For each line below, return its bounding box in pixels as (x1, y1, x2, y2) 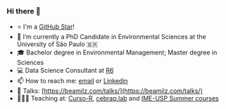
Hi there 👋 (6, 6, 42, 16)
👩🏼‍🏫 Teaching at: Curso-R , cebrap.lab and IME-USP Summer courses (16, 94, 219, 103)
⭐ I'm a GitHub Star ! (16, 22, 75, 31)
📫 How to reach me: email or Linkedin (16, 77, 128, 85)
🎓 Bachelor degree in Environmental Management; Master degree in (16, 48, 218, 57)
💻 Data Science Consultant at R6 (16, 66, 114, 75)
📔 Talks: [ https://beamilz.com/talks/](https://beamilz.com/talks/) (16, 87, 203, 95)
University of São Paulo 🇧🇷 (16, 40, 98, 48)
